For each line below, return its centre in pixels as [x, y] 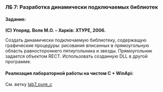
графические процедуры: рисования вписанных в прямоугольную [77, 45]
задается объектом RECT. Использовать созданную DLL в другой [76, 56]
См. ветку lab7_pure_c [29, 84]
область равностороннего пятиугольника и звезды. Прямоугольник [79, 51]
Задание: [16, 19]
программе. [18, 62]
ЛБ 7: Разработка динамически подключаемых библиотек [82, 7]
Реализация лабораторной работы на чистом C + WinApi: [69, 73]
